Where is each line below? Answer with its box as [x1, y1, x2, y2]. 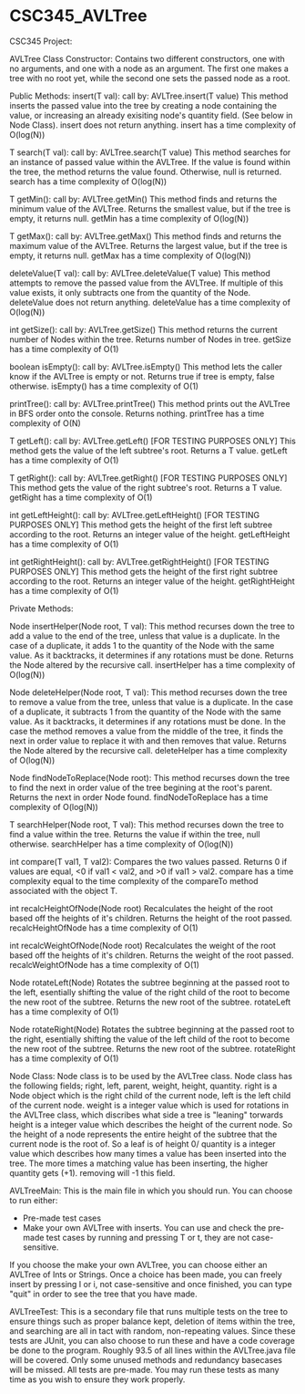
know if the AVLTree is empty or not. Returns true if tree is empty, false [9, 370, 275, 381]
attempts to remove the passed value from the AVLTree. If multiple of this [9, 277, 284, 288]
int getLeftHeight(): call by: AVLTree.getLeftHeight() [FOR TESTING [9, 509, 260, 520]
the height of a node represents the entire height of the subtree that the [9, 1129, 278, 1139]
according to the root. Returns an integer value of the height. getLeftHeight [9, 528, 290, 539]
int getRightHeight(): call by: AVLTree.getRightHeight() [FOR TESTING [9, 556, 270, 567]
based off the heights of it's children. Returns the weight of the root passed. [9, 950, 294, 961]
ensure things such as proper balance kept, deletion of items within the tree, [9, 1316, 296, 1326]
